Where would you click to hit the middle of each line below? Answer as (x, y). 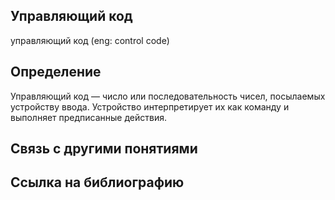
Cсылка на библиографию (97, 182)
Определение (56, 72)
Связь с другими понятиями (104, 149)
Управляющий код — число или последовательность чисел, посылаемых (168, 96)
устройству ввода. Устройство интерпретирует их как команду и (150, 106)
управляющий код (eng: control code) (90, 40)
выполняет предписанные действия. (88, 117)
